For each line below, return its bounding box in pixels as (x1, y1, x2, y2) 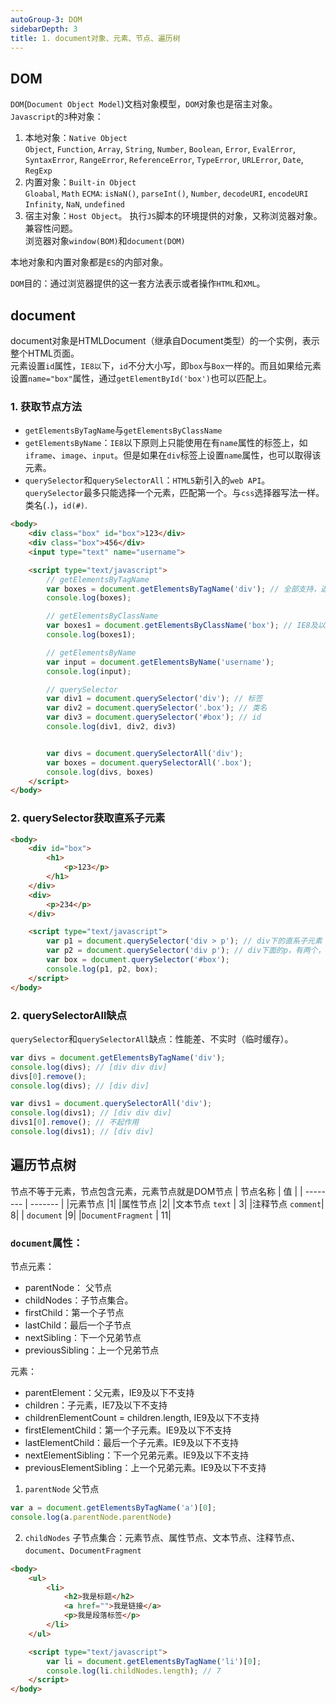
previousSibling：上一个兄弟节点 (24, 1344, 160, 1356)
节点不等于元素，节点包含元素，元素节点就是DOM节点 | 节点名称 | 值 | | (10, 1185, 303, 1197)
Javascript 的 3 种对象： (10, 111, 104, 123)
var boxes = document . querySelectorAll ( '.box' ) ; (46, 757, 253, 768)
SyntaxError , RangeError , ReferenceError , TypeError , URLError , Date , (24, 154, 304, 166)
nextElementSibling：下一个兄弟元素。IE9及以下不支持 (24, 1449, 250, 1461)
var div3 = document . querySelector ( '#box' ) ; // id (46, 712, 262, 723)
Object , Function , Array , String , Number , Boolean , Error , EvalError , (24, 143, 297, 155)
